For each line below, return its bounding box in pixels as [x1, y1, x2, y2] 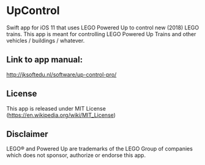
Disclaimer [6, 129, 48, 139]
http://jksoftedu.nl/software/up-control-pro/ [6, 71, 117, 78]
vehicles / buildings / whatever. [6, 37, 85, 44]
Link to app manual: [6, 54, 83, 65]
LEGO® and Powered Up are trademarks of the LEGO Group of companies [6, 145, 193, 153]
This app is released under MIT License [6, 105, 106, 112]
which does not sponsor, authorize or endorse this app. [6, 152, 146, 159]
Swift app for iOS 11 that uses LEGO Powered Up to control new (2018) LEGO [6, 24, 199, 31]
